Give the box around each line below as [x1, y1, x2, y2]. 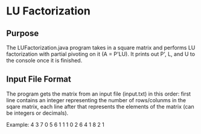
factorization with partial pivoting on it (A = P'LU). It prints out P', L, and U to [6, 50, 195, 58]
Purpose [6, 28, 39, 38]
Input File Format [6, 74, 71, 85]
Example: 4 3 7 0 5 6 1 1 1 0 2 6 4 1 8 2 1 [6, 121, 104, 128]
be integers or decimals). [6, 109, 69, 117]
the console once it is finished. [6, 57, 83, 64]
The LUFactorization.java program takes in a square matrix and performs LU [6, 44, 196, 51]
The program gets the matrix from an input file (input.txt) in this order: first [6, 90, 191, 97]
